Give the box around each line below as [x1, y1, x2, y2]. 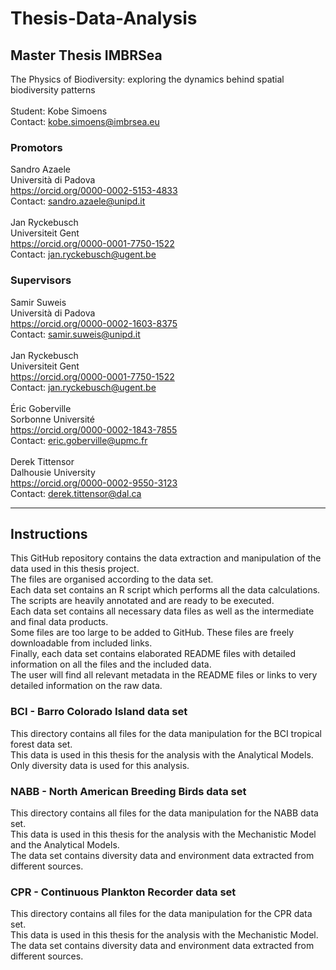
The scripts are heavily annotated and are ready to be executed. [10, 595, 275, 607]
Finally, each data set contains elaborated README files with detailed [10, 648, 297, 660]
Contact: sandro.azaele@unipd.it [10, 195, 146, 207]
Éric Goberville [10, 402, 72, 414]
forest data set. [10, 738, 73, 750]
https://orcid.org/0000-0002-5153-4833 [10, 185, 178, 197]
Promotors [10, 140, 63, 154]
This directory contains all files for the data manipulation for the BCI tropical [10, 727, 322, 739]
